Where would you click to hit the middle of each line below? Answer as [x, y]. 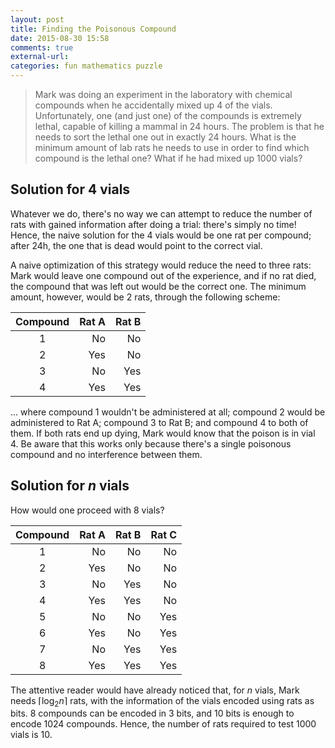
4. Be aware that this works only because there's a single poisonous [151, 443]
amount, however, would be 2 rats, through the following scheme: [145, 297]
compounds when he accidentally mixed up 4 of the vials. [153, 105]
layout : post [37, 19]
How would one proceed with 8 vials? [87, 510]
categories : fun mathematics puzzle [86, 66]
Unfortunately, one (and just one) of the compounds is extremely [168, 115]
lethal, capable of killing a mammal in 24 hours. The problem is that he [179, 126]
